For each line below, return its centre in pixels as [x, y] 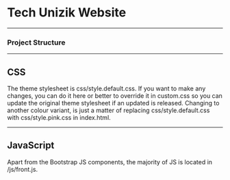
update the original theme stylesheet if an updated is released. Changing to [113, 103]
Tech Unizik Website [67, 13]
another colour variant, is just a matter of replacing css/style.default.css [108, 110]
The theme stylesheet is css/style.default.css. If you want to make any [106, 89]
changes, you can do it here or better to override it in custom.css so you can [115, 96]
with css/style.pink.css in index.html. [59, 118]
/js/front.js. [23, 169]
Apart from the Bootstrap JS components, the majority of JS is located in [110, 162]
